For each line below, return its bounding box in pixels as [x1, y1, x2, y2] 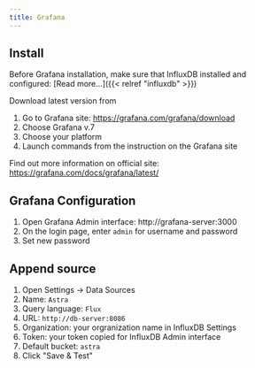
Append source [9, 261, 97, 276]
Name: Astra [21, 294, 69, 305]
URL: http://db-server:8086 [21, 313, 126, 324]
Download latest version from [9, 96, 117, 106]
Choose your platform [21, 132, 103, 142]
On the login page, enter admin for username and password [21, 226, 238, 237]
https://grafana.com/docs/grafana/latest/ [9, 167, 159, 178]
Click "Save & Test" [21, 350, 93, 361]
